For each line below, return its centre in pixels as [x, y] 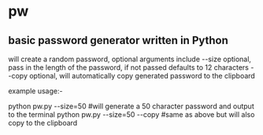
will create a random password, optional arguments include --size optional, [130, 59]
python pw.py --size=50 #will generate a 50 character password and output [131, 106]
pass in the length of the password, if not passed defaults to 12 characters [129, 67]
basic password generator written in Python [118, 40]
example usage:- [35, 91]
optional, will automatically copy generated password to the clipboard [142, 76]
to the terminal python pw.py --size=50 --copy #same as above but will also [131, 115]
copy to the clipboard [43, 123]
